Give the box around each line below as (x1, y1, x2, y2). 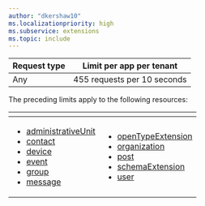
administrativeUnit (26, 126, 96, 137)
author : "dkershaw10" (8, 11, 82, 20)
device (26, 146, 53, 157)
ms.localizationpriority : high (8, 19, 114, 28)
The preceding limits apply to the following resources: (8, 95, 188, 105)
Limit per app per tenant (82, 60, 178, 71)
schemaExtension (117, 161, 185, 173)
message (26, 176, 62, 187)
